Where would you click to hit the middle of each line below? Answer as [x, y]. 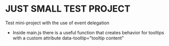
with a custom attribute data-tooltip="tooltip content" [68, 38]
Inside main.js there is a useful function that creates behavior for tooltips [88, 32]
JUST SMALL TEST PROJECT [68, 9]
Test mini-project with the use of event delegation [57, 23]
